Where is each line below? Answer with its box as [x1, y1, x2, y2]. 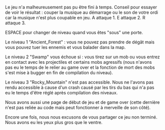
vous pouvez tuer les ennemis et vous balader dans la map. [5, 44, 126, 50]
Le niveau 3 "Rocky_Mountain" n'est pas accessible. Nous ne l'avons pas [5, 79, 154, 85]
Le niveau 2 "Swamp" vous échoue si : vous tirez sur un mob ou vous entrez [5, 54, 160, 60]
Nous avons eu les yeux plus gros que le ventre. [5, 120, 102, 125]
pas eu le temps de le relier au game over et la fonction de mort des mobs [5, 64, 155, 70]
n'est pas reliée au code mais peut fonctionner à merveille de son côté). [5, 105, 151, 110]
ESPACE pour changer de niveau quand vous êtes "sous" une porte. [5, 30, 143, 35]
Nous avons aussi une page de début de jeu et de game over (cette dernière [5, 99, 160, 105]
